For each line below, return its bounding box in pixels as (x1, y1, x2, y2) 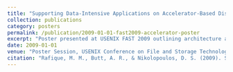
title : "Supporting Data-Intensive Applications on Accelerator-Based (7, 10, 216, 17)
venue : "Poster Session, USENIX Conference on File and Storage (7, 49, 197, 56)
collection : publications (7, 16, 82, 23)
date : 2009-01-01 (7, 42, 58, 49)
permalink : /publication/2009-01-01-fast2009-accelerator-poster (7, 29, 200, 36)
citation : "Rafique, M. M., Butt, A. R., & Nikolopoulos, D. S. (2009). (7, 55, 222, 62)
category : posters (7, 23, 60, 29)
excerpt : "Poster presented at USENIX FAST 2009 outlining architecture (7, 36, 222, 43)
